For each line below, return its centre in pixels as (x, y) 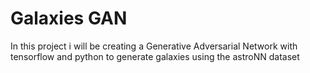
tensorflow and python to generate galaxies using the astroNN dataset (155, 56)
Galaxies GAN (69, 18)
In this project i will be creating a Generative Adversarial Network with (154, 46)
